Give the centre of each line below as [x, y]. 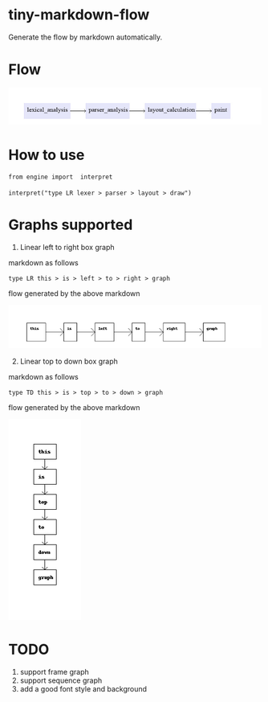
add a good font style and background [83, 689]
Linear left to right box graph [67, 248]
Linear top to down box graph [69, 361]
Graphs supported [71, 225]
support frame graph [55, 672]
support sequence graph [61, 680]
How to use [47, 155]
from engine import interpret [61, 177]
